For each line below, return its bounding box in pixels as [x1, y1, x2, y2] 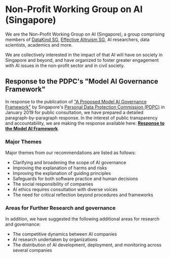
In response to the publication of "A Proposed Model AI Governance [5, 98, 147, 104]
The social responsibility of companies [12, 181, 94, 187]
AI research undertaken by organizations [12, 237, 98, 243]
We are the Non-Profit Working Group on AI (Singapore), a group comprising [5, 31, 165, 37]
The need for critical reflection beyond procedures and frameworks [12, 192, 153, 198]
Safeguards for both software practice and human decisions [12, 176, 138, 182]
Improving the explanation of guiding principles [12, 170, 111, 176]
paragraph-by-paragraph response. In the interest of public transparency [5, 115, 158, 121]
